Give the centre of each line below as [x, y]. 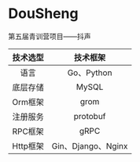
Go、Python [90, 73]
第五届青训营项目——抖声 [50, 36]
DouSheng [43, 14]
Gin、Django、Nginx [90, 146]
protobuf [90, 116]
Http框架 [28, 146]
